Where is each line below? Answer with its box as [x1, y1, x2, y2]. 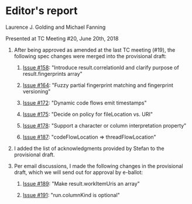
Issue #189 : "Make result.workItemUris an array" [22, 180, 140, 187]
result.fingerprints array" [22, 70, 83, 77]
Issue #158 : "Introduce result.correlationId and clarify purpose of [22, 63, 179, 71]
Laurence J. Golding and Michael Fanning [5, 24, 106, 31]
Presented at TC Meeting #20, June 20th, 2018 [5, 35, 119, 42]
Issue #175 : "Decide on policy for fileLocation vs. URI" [22, 111, 153, 118]
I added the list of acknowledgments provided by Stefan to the [13, 145, 164, 152]
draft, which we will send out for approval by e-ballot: [13, 169, 143, 176]
